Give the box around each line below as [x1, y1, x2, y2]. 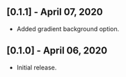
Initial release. [16, 63, 57, 71]
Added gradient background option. [16, 24, 120, 33]
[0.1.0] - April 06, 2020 [6, 45, 108, 57]
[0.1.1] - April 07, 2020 [6, 6, 103, 18]
